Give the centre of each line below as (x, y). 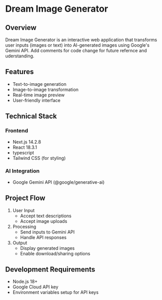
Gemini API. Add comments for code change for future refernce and (76, 51)
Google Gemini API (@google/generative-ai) (58, 182)
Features (19, 72)
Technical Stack (31, 116)
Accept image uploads (44, 221)
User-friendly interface (36, 100)
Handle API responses (43, 237)
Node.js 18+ (25, 282)
